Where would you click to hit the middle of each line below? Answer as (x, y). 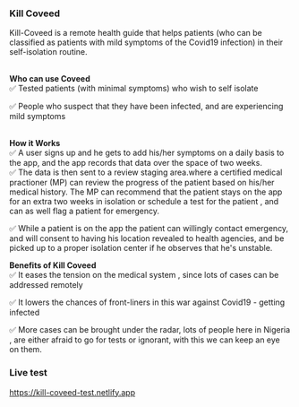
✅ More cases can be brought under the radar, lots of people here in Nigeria (150, 330)
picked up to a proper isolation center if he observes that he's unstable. (141, 248)
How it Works (35, 143)
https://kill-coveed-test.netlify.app (73, 392)
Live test (28, 373)
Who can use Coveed (50, 79)
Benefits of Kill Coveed (53, 265)
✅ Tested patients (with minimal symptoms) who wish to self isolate (134, 89)
